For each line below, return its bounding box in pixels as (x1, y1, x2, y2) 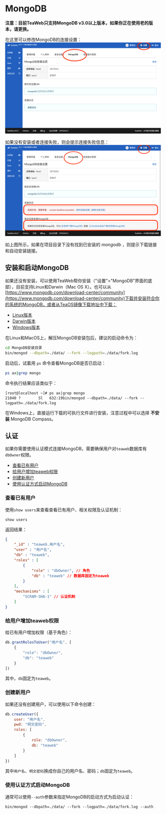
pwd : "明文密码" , (14, 722, 47, 727)
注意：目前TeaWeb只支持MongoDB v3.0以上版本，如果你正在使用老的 (5, 20, 149, 26)
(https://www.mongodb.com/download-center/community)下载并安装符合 (5, 295, 156, 301)
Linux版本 (12, 312, 33, 318)
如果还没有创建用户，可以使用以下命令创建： (5, 701, 96, 707)
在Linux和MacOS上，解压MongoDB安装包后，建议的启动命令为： (5, 334, 138, 341)
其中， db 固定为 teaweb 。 (5, 675, 53, 682)
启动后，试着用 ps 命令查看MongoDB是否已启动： (5, 360, 106, 366)
